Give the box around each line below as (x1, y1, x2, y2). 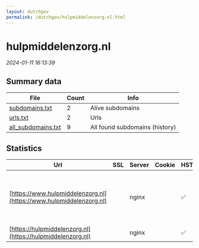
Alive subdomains (90, 104, 140, 112)
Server (129, 161, 149, 169)
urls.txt (9, 114, 28, 122)
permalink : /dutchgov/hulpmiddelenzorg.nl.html (6, 14, 126, 20)
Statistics (6, 143, 43, 153)
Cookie (155, 161, 176, 169)
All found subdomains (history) (90, 123, 176, 131)
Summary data (6, 76, 62, 86)
